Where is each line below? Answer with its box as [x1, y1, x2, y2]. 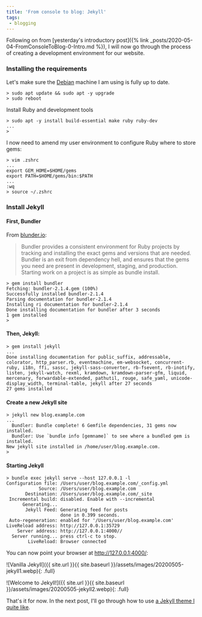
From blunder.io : [6, 231, 47, 238]
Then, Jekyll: [6, 330, 40, 338]
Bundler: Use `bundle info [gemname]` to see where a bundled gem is [11, 433, 190, 439]
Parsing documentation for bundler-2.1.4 [6, 296, 112, 302]
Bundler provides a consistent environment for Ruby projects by [21, 243, 180, 250]
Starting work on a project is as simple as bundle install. [21, 269, 160, 276]
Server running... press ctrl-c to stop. [11, 534, 118, 540]
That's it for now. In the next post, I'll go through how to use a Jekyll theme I [6, 597, 195, 605]
